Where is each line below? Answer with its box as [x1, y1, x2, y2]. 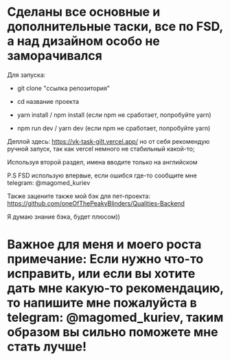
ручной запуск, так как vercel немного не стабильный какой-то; [7, 144, 195, 153]
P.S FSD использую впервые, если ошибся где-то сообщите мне [7, 171, 197, 179]
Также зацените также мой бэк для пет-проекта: [7, 192, 151, 200]
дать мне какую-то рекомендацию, [7, 281, 224, 296]
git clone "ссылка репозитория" [16, 84, 111, 92]
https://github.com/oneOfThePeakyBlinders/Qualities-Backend [7, 199, 185, 207]
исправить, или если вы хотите [7, 266, 196, 282]
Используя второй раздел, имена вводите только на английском [7, 157, 198, 166]
